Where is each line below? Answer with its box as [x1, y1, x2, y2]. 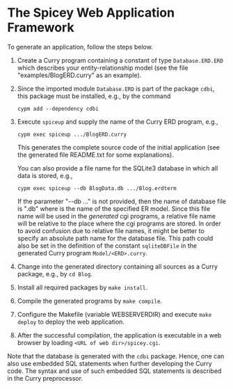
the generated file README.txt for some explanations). [17, 150, 174, 159]
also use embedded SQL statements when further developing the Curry [7, 359, 212, 367]
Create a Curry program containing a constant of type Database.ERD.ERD [17, 56, 224, 64]
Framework [7, 19, 74, 35]
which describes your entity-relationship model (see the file [17, 63, 188, 72]
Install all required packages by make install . [17, 283, 148, 292]
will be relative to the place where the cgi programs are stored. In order [17, 219, 221, 228]
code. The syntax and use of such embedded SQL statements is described [7, 367, 222, 375]
